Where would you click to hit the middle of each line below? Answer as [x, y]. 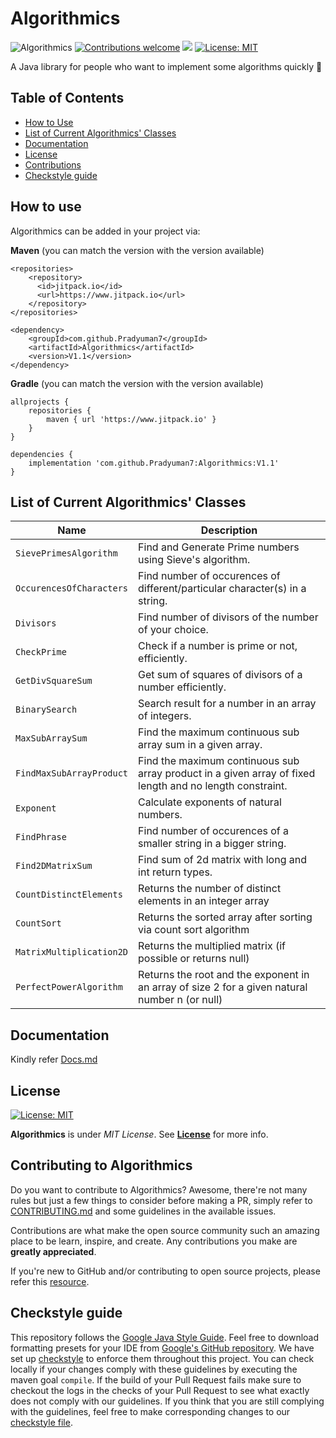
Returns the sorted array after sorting [225, 917]
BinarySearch [46, 710]
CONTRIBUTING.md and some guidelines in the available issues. [143, 1211]
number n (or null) [180, 1000]
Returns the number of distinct [210, 889]
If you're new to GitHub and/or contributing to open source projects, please [165, 1271]
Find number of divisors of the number [228, 617]
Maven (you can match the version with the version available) [137, 250]
